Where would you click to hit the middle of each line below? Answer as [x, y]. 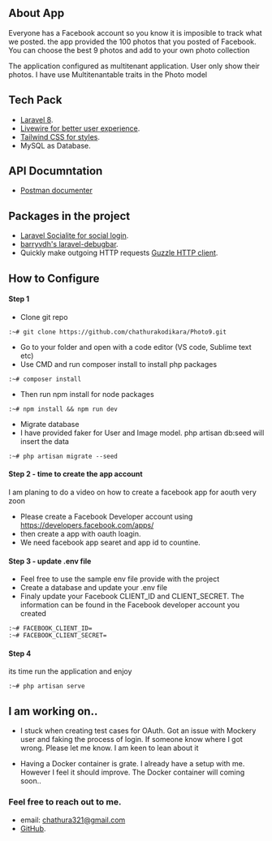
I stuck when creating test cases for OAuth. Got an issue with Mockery [138, 731]
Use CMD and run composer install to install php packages [119, 364]
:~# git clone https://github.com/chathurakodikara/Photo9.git [118, 332]
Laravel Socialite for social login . [74, 235]
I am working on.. [53, 711]
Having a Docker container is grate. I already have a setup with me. [132, 764]
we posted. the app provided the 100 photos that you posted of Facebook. [133, 41]
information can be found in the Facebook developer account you [130, 605]
